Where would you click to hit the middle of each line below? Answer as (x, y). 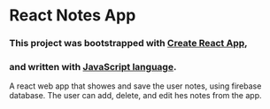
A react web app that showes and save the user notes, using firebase (135, 86)
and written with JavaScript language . (93, 67)
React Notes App (73, 16)
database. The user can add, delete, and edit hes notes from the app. (135, 96)
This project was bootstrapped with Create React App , (128, 43)
